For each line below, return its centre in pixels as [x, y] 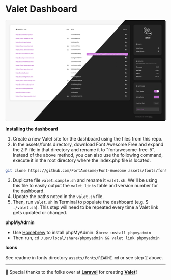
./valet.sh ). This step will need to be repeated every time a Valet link [85, 207]
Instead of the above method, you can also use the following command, [88, 155]
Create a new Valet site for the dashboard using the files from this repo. [88, 139]
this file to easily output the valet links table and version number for [85, 186]
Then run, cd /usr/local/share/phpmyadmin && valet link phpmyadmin [86, 238]
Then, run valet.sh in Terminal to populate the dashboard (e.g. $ [80, 202]
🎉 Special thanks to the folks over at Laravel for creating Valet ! [71, 272]
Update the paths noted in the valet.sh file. [58, 197]
